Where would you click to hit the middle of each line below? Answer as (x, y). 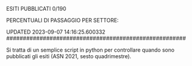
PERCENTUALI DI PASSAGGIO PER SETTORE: (62, 20)
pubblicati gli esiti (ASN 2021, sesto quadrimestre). (69, 56)
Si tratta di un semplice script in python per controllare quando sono (91, 50)
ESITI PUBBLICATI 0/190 (36, 9)
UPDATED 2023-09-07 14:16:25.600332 (56, 32)
